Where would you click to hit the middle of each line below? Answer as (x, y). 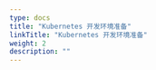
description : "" (40, 52)
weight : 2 (28, 43)
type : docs (30, 18)
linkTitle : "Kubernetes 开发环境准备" (78, 35)
